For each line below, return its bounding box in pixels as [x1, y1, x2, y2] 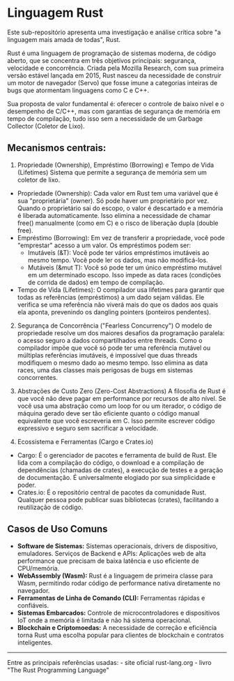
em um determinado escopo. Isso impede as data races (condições [27, 270, 221, 279]
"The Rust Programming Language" [7, 666, 109, 674]
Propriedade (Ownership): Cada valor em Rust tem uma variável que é [17, 189, 219, 197]
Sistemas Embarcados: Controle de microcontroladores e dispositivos [17, 608, 221, 617]
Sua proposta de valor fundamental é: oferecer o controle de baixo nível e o [7, 99, 224, 108]
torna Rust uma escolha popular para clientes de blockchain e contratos [17, 631, 224, 639]
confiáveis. [17, 601, 49, 609]
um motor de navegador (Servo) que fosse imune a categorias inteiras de [7, 78, 218, 87]
